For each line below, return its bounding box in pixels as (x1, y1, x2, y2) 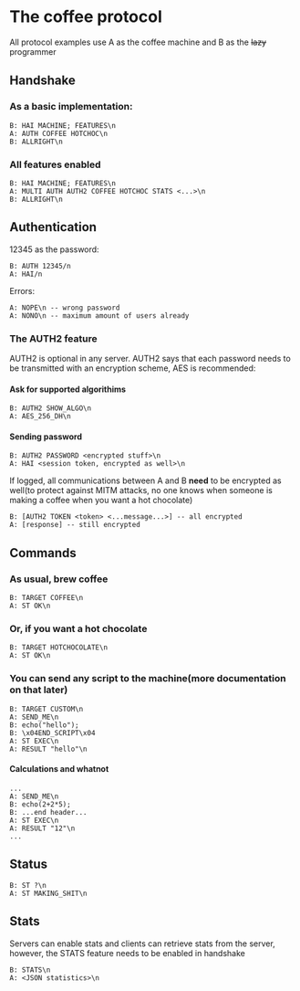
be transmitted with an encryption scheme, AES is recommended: (9, 363, 256, 374)
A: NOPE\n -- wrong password (9, 303, 120, 312)
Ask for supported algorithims (9, 384, 126, 395)
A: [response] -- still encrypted (9, 521, 141, 530)
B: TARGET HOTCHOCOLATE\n (9, 643, 108, 652)
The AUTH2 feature (9, 332, 98, 344)
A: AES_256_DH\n (9, 412, 71, 421)
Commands (9, 545, 78, 561)
